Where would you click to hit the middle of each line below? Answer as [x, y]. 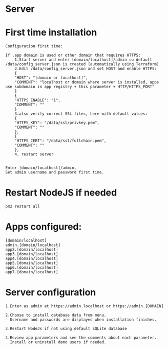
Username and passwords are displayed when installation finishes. [83, 320]
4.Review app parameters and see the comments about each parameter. [81, 338]
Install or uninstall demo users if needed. [58, 342]
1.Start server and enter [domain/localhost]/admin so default [83, 60]
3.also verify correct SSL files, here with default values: [81, 114]
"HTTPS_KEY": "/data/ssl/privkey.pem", [57, 123]
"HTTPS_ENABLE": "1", [37, 100]
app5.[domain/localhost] [32, 263]
